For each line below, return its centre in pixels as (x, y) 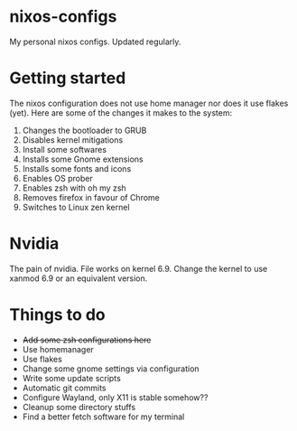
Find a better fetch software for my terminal (103, 417)
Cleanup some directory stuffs (79, 407)
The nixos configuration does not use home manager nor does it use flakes (149, 103)
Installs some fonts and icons (77, 168)
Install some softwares (64, 149)
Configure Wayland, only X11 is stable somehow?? (115, 397)
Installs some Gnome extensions (83, 159)
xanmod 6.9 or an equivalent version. (79, 278)
